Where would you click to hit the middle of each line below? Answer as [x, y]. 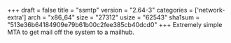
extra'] [17, 17]
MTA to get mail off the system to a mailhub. [71, 32]
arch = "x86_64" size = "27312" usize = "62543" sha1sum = [114, 17]
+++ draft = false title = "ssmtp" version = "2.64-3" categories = [100, 10]
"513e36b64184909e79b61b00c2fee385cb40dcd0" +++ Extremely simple [115, 25]
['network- [210, 10]
